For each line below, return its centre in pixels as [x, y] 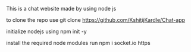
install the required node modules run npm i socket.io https [78, 43]
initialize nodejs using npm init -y [47, 31]
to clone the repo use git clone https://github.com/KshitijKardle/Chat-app [96, 20]
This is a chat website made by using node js [61, 9]
